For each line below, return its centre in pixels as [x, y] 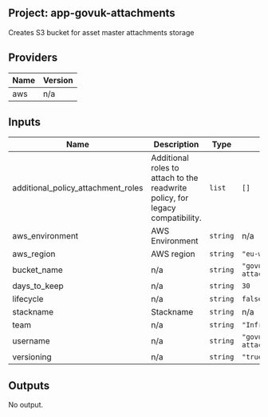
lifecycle [28, 299]
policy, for [170, 198]
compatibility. [176, 218]
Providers [33, 58]
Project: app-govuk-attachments [92, 13]
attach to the [175, 178]
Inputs [25, 122]
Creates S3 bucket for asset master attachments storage [101, 32]
